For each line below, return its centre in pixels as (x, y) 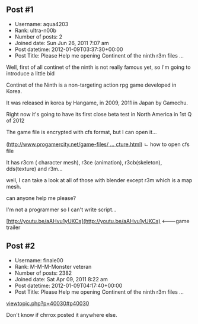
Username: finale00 (39, 260)
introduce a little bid (31, 73)
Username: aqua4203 (41, 24)
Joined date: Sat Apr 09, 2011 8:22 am (61, 279)
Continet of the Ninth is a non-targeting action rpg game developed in (91, 85)
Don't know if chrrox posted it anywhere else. (62, 315)
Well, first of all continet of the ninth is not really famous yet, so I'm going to (98, 67)
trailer (13, 227)
